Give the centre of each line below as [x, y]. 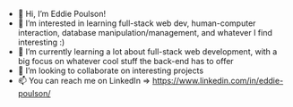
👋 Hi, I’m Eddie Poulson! [62, 14]
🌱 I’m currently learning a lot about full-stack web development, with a [147, 52]
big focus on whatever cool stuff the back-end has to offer [126, 61]
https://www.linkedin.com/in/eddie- [218, 81]
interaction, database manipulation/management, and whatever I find [145, 33]
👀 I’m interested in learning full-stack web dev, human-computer [137, 23]
